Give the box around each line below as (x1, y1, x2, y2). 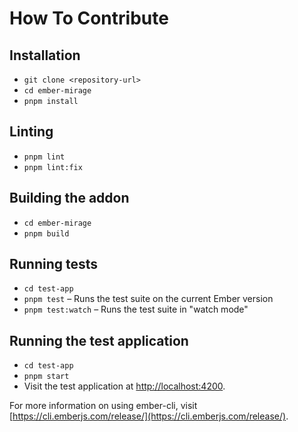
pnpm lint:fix (23, 162, 83, 172)
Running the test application (9, 332, 189, 349)
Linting (9, 123, 54, 141)
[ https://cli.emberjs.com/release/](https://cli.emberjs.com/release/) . (9, 410, 289, 422)
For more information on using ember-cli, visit (9, 400, 198, 412)
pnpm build (23, 228, 70, 239)
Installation (9, 47, 81, 64)
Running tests (9, 256, 99, 273)
